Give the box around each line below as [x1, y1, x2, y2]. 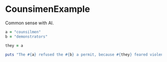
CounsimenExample [5, 3, 90, 15]
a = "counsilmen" [5, 29, 41, 34]
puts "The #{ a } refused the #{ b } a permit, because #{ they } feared [5, 52, 148, 57]
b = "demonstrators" [5, 34, 48, 39]
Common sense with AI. [5, 20, 54, 26]
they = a [5, 43, 23, 48]
